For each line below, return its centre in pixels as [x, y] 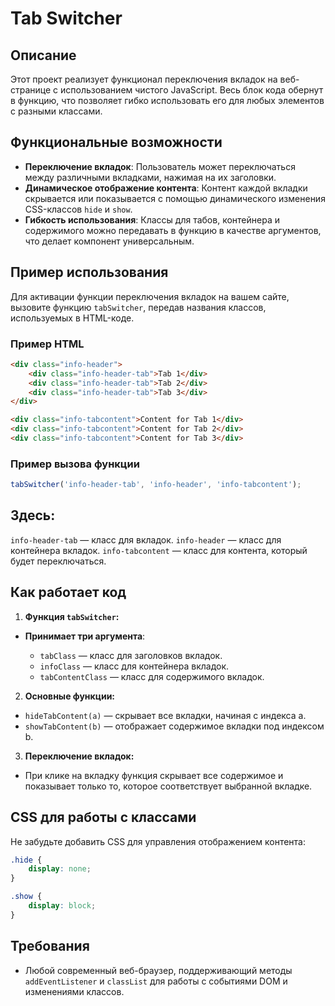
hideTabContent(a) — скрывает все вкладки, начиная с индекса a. [165, 715]
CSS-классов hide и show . [78, 209]
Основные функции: [70, 696]
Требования [50, 946]
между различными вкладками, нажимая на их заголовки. [150, 177]
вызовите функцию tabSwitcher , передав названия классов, [138, 307]
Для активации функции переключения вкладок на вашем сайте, [150, 296]
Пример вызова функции [75, 464]
